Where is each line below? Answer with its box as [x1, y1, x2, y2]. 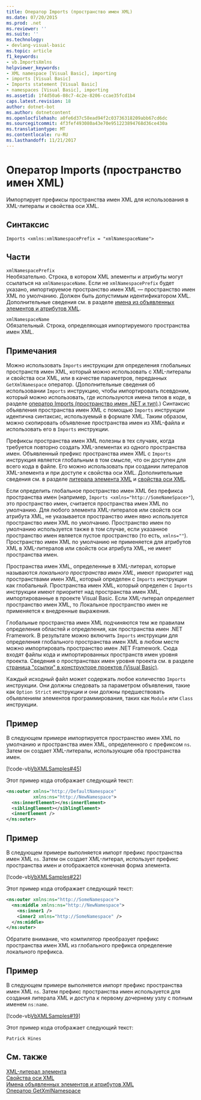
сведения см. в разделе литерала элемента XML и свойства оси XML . [6, 475, 187, 483]
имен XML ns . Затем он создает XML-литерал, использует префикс [6, 855, 179, 863]
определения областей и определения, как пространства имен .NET [6, 626, 183, 633]
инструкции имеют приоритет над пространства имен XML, [6, 588, 160, 596]
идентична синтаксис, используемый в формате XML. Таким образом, [6, 413, 188, 420]
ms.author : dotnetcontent [6, 109, 71, 115]
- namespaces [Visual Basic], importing [6, 87, 109, 93]
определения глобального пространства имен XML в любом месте [6, 638, 179, 646]
